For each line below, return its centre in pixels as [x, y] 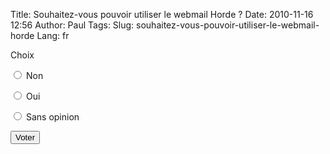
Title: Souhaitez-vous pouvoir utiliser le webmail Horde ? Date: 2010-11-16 [162, 14]
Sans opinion [52, 117]
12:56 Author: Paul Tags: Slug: [72, 25]
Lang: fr [53, 35]
